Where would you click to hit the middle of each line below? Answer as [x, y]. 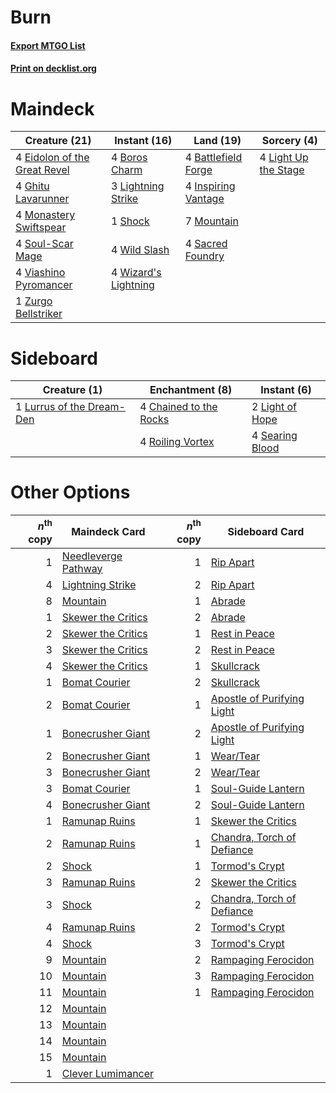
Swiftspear [41, 228]
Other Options [70, 492]
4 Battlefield [213, 158]
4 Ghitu [32, 186]
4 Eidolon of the [52, 158]
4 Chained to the [178, 407]
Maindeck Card [108, 531]
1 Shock [130, 221]
